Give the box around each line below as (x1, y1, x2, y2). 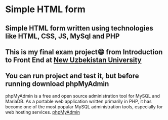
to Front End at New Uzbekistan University (5, 55, 142, 64)
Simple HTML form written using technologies (5, 24, 153, 33)
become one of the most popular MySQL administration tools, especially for (5, 104, 163, 110)
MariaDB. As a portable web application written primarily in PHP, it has (5, 98, 152, 104)
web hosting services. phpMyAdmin (5, 109, 80, 115)
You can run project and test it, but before (5, 71, 139, 80)
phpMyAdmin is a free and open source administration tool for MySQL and (5, 93, 160, 99)
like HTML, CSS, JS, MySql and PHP (5, 32, 120, 40)
